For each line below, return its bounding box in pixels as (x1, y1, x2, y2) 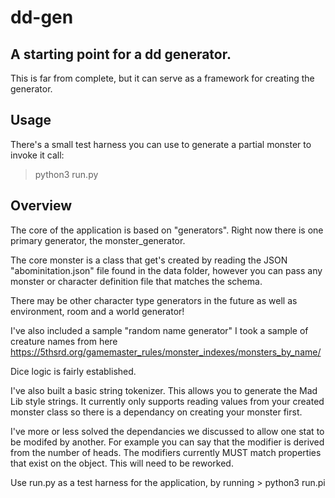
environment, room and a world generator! (10, 305, 185, 317)
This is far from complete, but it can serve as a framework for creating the (10, 72, 315, 84)
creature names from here (10, 335, 118, 347)
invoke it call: (10, 149, 65, 161)
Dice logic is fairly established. (10, 365, 137, 377)
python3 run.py (34, 168, 99, 180)
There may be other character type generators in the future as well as (10, 294, 298, 306)
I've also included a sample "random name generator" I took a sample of (10, 324, 309, 336)
